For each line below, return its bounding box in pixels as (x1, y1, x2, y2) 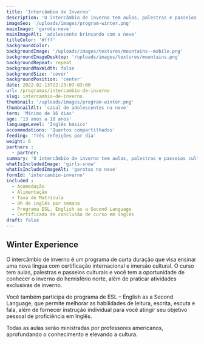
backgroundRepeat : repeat (6, 59, 72, 65)
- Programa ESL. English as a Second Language (12, 206, 132, 212)
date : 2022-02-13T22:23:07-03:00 (6, 82, 91, 88)
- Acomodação (12, 184, 45, 190)
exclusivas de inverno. (6, 281, 63, 288)
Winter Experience (6, 240, 79, 250)
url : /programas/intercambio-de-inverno (6, 88, 110, 94)
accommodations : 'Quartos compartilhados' (6, 127, 115, 133)
